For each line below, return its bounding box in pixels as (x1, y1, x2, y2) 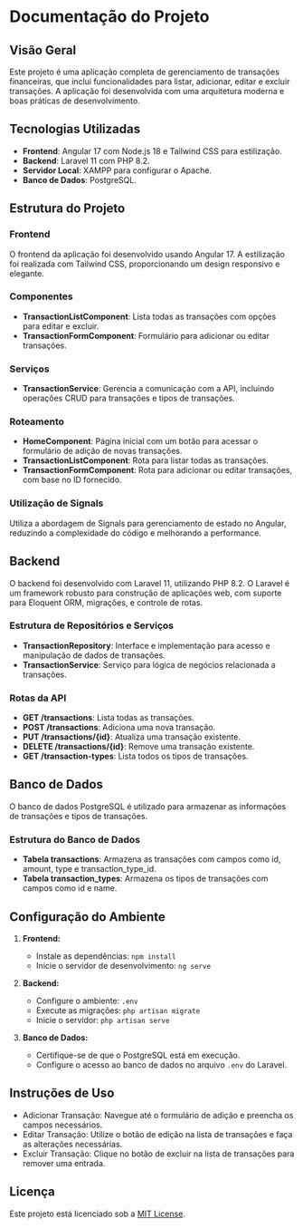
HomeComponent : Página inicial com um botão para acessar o (22, 436, 259, 447)
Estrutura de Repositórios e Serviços (9, 619, 175, 632)
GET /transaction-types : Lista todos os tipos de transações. (22, 750, 249, 762)
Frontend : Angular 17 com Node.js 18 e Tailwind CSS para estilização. (22, 145, 282, 156)
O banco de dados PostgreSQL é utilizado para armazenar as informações (9, 800, 287, 812)
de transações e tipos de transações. (9, 810, 148, 821)
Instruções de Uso (9, 1086, 115, 1101)
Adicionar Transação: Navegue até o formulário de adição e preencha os (22, 1109, 294, 1120)
